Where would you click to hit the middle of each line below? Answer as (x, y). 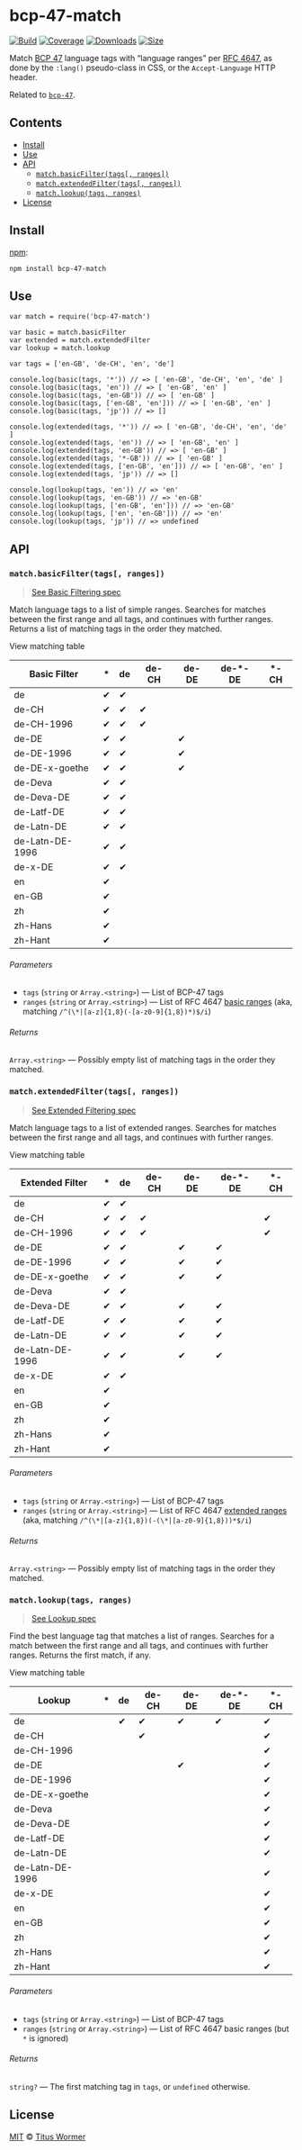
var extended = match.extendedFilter (80, 340)
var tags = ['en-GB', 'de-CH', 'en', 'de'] (92, 364)
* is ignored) (45, 2038)
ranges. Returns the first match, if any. (80, 1655)
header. (23, 77)
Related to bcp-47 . (43, 95)
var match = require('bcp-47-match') (80, 317)
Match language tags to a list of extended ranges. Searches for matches (143, 1127)
